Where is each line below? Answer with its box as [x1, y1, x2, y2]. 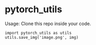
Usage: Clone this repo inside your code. [5, 20, 91, 27]
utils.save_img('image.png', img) [5, 35, 79, 40]
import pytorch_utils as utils [5, 30, 72, 35]
